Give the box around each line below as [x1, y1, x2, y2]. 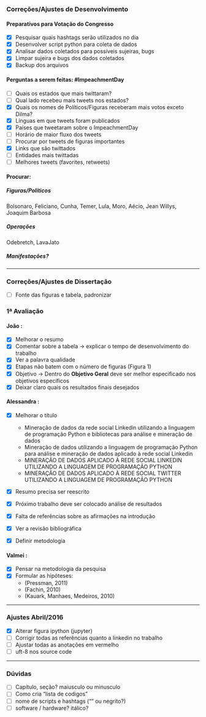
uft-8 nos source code [15, 648, 72, 656]
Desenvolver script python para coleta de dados [15, 41, 137, 48]
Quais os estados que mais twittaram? [15, 90, 112, 97]
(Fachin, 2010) [24, 586, 61, 593]
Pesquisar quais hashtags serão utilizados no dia [15, 34, 139, 41]
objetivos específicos [15, 377, 69, 384]
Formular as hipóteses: [15, 572, 74, 579]
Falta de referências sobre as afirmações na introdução [15, 513, 156, 520]
